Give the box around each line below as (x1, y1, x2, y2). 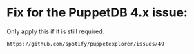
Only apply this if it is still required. (6, 27, 105, 36)
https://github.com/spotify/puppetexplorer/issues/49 (6, 40, 165, 47)
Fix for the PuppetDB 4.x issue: (6, 5, 188, 21)
